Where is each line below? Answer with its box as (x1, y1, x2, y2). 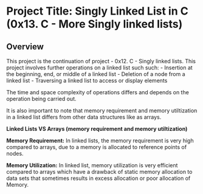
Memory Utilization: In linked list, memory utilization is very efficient (6, 162, 178, 168)
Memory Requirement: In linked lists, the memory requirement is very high (6, 137, 194, 144)
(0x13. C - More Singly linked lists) (6, 17, 183, 31)
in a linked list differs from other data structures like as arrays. (6, 114, 162, 120)
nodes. (6, 150, 24, 157)
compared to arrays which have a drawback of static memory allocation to (6, 168, 193, 175)
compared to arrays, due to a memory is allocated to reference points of (6, 144, 187, 150)
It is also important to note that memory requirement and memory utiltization (6, 107, 198, 114)
